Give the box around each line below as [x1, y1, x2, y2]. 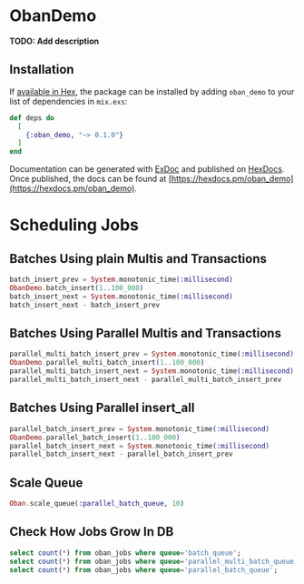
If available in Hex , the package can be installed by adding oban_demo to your [9, 86, 295, 96]
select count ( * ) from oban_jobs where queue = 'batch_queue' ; [9, 548, 242, 558]
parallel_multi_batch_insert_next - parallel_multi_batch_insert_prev [9, 375, 282, 385]
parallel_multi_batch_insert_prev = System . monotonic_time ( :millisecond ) [9, 349, 295, 359]
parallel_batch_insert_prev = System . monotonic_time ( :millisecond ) [9, 424, 270, 433]
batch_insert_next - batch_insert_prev [9, 300, 161, 309]
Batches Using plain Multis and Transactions [9, 251, 268, 267]
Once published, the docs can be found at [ [9, 174, 172, 185]
